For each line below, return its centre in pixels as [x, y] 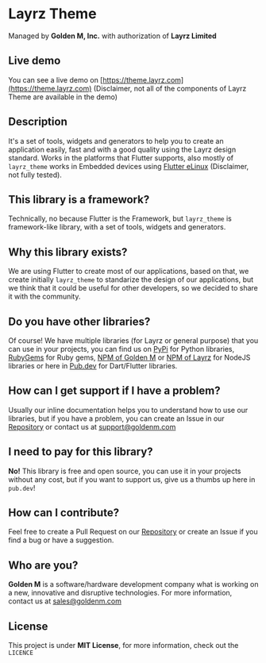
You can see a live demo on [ [56, 79]
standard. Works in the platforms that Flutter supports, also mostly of [121, 158]
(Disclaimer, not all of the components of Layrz [170, 88]
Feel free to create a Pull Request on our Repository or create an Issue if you [133, 532]
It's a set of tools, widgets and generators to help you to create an [116, 141]
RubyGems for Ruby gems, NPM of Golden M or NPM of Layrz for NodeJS [129, 357]
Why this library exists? [68, 252]
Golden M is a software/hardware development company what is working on [133, 584]
